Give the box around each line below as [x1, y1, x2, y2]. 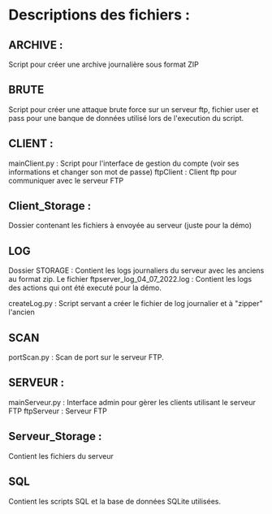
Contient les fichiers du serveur [8, 451, 114, 460]
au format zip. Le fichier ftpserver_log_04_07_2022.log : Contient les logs [8, 274, 253, 284]
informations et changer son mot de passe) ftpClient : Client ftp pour [8, 166, 237, 176]
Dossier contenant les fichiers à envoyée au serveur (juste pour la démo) [8, 221, 253, 231]
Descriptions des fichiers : [8, 6, 191, 24]
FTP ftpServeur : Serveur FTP [8, 406, 108, 416]
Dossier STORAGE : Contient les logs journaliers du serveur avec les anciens [8, 266, 265, 275]
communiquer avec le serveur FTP [8, 175, 124, 185]
